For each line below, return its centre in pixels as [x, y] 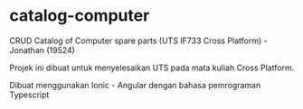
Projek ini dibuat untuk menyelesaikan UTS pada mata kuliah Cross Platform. [152, 68]
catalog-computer [80, 16]
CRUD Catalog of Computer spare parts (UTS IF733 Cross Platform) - [139, 41]
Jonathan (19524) [42, 50]
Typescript [29, 95]
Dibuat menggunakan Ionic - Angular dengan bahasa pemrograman [135, 85]
